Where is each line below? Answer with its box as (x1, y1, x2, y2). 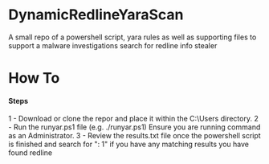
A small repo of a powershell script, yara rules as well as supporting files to (8, 32, 257, 42)
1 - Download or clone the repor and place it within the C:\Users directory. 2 (8, 114, 259, 124)
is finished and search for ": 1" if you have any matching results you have (8, 139, 249, 150)
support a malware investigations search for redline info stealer (8, 40, 218, 50)
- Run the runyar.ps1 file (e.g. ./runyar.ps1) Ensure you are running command (8, 122, 261, 132)
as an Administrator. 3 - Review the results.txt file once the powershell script (8, 131, 261, 141)
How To (8, 69, 60, 88)
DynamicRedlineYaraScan (8, 6, 184, 24)
